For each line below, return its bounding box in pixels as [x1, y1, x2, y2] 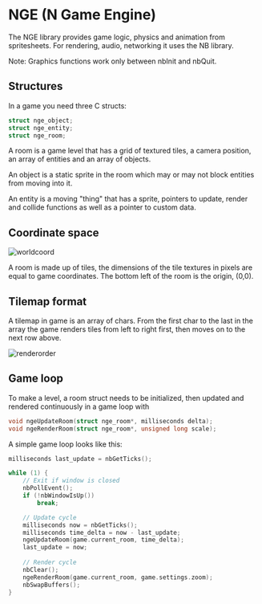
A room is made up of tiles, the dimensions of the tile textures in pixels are [8, 263, 253, 272]
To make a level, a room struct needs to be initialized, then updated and [8, 393, 244, 402]
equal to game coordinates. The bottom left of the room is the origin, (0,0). [8, 271, 254, 281]
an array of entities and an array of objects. [8, 154, 151, 164]
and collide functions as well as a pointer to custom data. [8, 202, 196, 212]
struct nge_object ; [8, 116, 74, 124]
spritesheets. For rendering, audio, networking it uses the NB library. [8, 40, 234, 50]
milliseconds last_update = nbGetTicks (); [8, 455, 152, 463]
